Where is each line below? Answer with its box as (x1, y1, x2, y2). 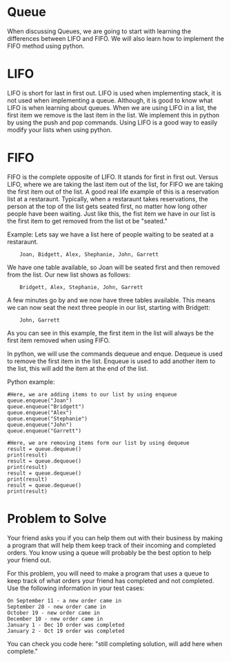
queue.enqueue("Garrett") (7, 427, 81, 434)
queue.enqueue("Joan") (7, 397, 72, 404)
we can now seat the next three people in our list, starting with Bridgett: (7, 303, 210, 311)
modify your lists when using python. (7, 125, 112, 134)
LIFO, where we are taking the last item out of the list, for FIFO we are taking (7, 180, 223, 188)
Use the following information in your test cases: (7, 584, 145, 592)
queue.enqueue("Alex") (7, 409, 72, 416)
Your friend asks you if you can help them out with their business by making (7, 533, 223, 542)
